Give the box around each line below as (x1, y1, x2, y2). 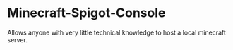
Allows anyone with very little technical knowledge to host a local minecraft (7, 28, 226, 37)
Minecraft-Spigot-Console (7, 5, 166, 21)
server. (7, 35, 28, 44)
